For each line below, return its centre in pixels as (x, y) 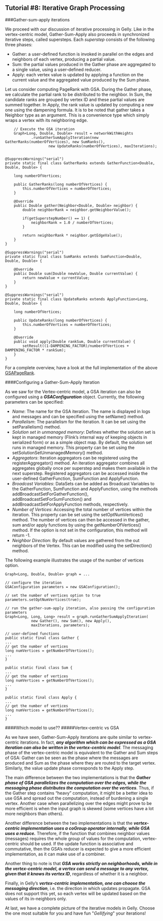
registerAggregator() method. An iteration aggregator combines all (78, 463)
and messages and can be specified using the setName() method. (78, 416)
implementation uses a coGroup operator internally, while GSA (85, 828)
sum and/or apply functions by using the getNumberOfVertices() (77, 525)
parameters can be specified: (34, 402)
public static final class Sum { (39, 667)
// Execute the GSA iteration (44, 129)
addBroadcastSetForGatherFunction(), (50, 494)
